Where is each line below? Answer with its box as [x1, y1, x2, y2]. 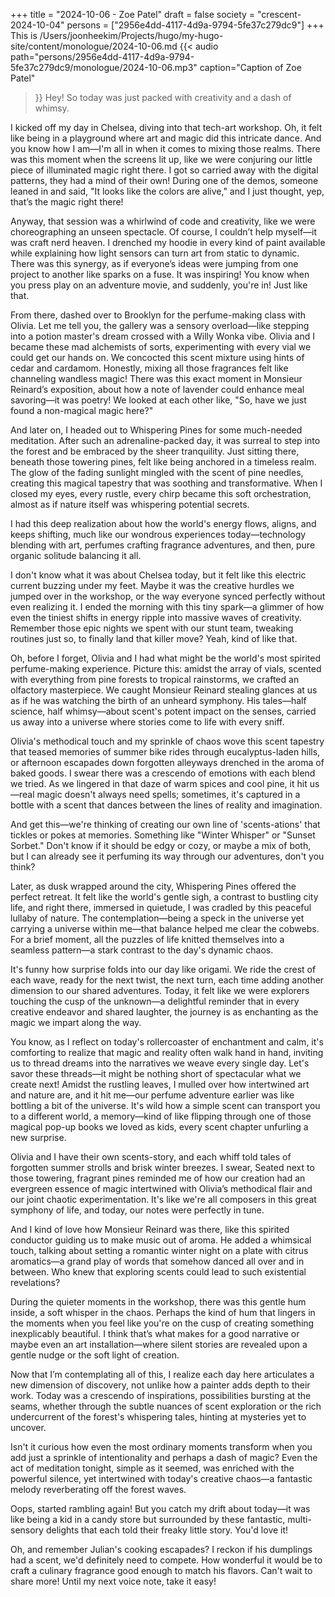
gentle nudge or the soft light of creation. [10, 1349, 180, 1361]
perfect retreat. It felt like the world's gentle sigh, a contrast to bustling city [10, 891, 319, 903]
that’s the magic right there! [10, 196, 124, 208]
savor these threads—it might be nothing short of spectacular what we [10, 1068, 302, 1079]
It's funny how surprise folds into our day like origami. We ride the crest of [10, 964, 317, 975]
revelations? [10, 1277, 61, 1288]
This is [10, 30, 38, 41]
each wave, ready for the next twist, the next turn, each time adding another [10, 974, 325, 986]
